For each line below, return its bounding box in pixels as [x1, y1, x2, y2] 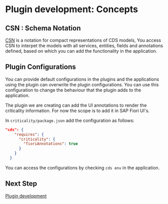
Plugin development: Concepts [5, 4, 138, 15]
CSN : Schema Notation [5, 24, 81, 32]
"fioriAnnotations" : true [23, 141, 78, 147]
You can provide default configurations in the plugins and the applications [5, 76, 159, 82]
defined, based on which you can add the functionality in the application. [5, 48, 157, 54]
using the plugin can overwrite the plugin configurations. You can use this [5, 81, 159, 87]
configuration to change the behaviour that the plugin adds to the [5, 87, 142, 93]
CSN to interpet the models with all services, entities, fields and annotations [5, 43, 163, 49]
